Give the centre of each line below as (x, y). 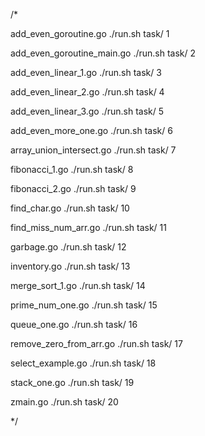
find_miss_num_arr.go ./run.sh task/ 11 (88, 227)
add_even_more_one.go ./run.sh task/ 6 (91, 130)
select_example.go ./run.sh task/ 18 (83, 363)
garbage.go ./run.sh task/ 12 (68, 247)
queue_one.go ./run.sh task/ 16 (74, 324)
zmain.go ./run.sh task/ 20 (64, 402)
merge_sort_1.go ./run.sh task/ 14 (78, 285)
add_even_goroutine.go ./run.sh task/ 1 (90, 33)
